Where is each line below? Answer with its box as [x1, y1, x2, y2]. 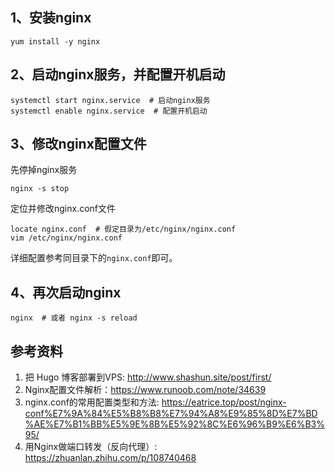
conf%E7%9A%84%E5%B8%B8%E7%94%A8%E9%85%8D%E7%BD [24, 408, 318, 420]
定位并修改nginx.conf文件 [10, 203, 117, 215]
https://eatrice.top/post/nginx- [161, 396, 287, 408]
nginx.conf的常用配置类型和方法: [24, 396, 160, 408]
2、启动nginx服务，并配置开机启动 [10, 66, 226, 83]
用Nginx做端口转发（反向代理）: [24, 441, 158, 453]
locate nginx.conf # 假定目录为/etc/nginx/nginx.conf [10, 224, 237, 235]
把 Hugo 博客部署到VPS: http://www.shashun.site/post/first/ [24, 371, 272, 383]
